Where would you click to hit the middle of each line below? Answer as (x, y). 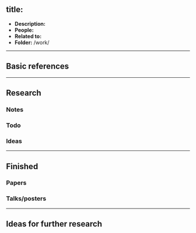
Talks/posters (26, 198)
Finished (22, 166)
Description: (30, 23)
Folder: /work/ (32, 42)
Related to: (28, 36)
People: (24, 30)
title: (15, 10)
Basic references (38, 66)
